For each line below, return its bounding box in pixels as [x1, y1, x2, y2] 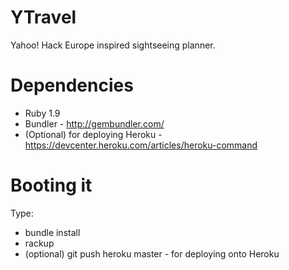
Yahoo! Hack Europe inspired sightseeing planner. [10, 39, 216, 51]
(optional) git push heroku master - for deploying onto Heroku [24, 247, 280, 260]
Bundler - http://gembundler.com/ [24, 117, 165, 130]
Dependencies [10, 74, 134, 97]
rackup [24, 237, 55, 249]
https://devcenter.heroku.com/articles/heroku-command [24, 139, 258, 151]
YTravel [10, 6, 77, 29]
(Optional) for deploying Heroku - [24, 128, 163, 140]
